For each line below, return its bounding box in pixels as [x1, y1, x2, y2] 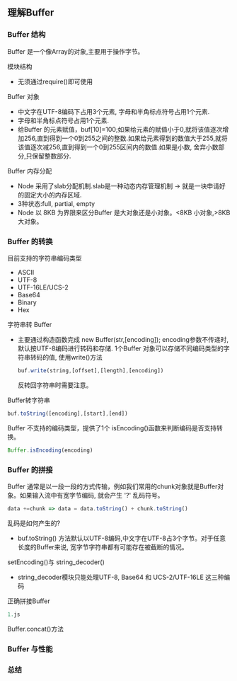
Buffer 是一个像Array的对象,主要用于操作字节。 [7, 47, 144, 55]
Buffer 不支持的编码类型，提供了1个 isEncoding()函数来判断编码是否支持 [7, 423, 217, 432]
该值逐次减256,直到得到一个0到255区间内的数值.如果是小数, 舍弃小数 [17, 142, 219, 151]
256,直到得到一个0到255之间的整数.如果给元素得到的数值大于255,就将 [23, 134, 228, 142]
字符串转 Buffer [7, 320, 52, 328]
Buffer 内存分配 [7, 166, 52, 175]
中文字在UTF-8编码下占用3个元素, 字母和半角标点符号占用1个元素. [17, 107, 210, 115]
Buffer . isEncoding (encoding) [7, 447, 93, 454]
